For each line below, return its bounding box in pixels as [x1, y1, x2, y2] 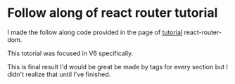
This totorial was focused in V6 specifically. [7, 49, 134, 57]
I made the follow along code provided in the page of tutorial [7, 28, 183, 36]
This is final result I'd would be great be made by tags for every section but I [7, 62, 229, 71]
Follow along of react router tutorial [7, 5, 218, 21]
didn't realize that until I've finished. [7, 70, 111, 78]
